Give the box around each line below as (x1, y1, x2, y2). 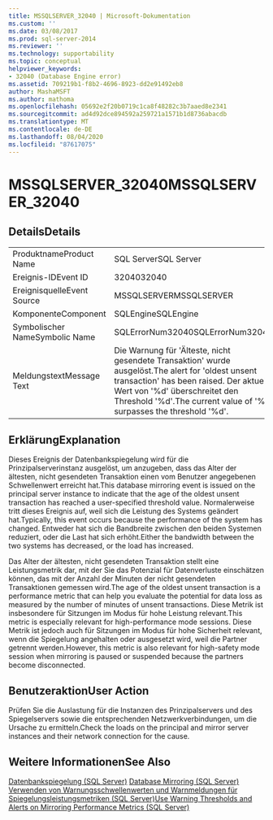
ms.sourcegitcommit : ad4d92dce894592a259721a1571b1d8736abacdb (8, 111, 227, 119)
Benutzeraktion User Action (8, 683, 149, 697)
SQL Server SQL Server (113, 253, 201, 264)
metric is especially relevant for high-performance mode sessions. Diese (8, 617, 252, 627)
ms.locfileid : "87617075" (8, 140, 96, 149)
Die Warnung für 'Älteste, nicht (113, 345, 232, 356)
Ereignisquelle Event (12, 284, 89, 296)
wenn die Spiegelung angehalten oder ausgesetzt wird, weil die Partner (8, 635, 248, 644)
